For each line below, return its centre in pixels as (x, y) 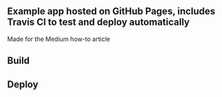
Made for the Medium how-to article (59, 39)
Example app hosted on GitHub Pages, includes (111, 11)
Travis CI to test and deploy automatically (99, 23)
